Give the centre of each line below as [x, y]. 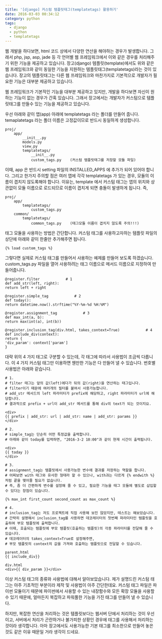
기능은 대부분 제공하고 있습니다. [44, 81]
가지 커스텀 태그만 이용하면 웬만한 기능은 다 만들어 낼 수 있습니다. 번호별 [88, 362]
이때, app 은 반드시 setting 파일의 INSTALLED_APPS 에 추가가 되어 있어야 [75, 169]
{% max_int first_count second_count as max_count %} [60, 499]
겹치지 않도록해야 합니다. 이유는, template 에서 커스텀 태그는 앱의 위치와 [82, 181]
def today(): [18, 300]
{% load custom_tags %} [29, 248]
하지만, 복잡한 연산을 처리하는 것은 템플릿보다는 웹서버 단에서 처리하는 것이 [75, 613]
